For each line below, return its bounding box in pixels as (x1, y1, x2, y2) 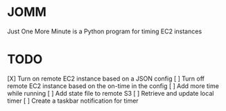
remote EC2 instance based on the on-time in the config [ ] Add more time (7, 81, 220, 90)
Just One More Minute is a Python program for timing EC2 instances (7, 27, 202, 35)
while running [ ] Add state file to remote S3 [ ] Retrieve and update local (7, 89, 214, 97)
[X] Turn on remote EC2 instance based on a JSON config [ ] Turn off (7, 74, 205, 83)
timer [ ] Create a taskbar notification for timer (7, 96, 139, 105)
